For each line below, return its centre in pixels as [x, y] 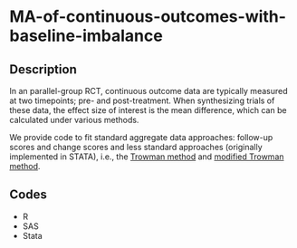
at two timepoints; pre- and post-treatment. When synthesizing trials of [142, 100]
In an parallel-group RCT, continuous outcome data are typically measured [148, 91]
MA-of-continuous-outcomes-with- [148, 17]
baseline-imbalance [86, 36]
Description [43, 69]
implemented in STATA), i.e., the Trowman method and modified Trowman [147, 157]
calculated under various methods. [74, 120]
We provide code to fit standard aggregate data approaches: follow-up [141, 137]
